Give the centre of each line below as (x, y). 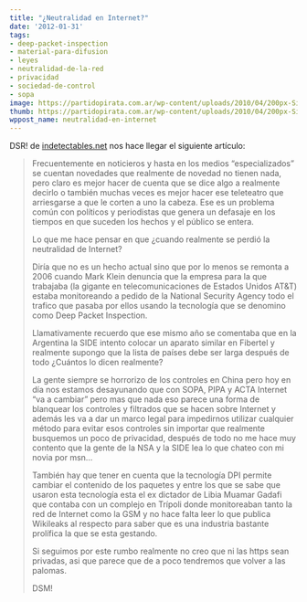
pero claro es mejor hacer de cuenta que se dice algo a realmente (156, 183)
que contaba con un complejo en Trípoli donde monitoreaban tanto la (162, 504)
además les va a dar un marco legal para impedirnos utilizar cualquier (163, 419)
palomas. (49, 571)
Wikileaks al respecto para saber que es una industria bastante (150, 524)
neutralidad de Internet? (77, 249)
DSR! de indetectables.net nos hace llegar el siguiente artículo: (127, 146)
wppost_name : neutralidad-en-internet (83, 120)
